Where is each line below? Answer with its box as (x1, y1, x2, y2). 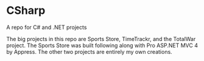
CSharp (6, 4, 46, 18)
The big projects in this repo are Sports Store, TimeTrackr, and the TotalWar (6, 35, 196, 42)
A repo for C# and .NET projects (6, 24, 87, 31)
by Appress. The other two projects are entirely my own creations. (6, 48, 172, 55)
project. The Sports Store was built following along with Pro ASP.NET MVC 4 (6, 42, 198, 49)
